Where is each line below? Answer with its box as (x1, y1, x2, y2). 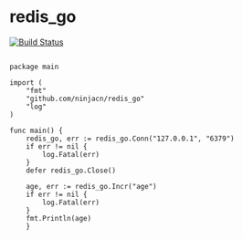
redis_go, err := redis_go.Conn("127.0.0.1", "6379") (26, 134, 235, 143)
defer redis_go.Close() (26, 166, 117, 175)
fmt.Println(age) (26, 213, 92, 223)
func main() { (9, 126, 64, 135)
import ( (9, 78, 43, 88)
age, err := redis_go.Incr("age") (26, 182, 157, 191)
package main (9, 62, 59, 71)
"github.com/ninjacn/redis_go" (26, 94, 145, 103)
